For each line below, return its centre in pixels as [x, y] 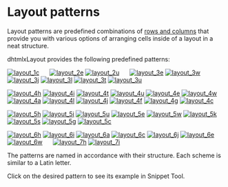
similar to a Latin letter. [39, 162]
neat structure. [28, 46]
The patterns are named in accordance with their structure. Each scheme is [114, 155]
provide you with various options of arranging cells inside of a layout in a [110, 38]
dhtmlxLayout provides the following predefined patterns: [89, 59]
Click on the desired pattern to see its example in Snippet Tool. [96, 176]
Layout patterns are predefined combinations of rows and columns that [108, 31]
